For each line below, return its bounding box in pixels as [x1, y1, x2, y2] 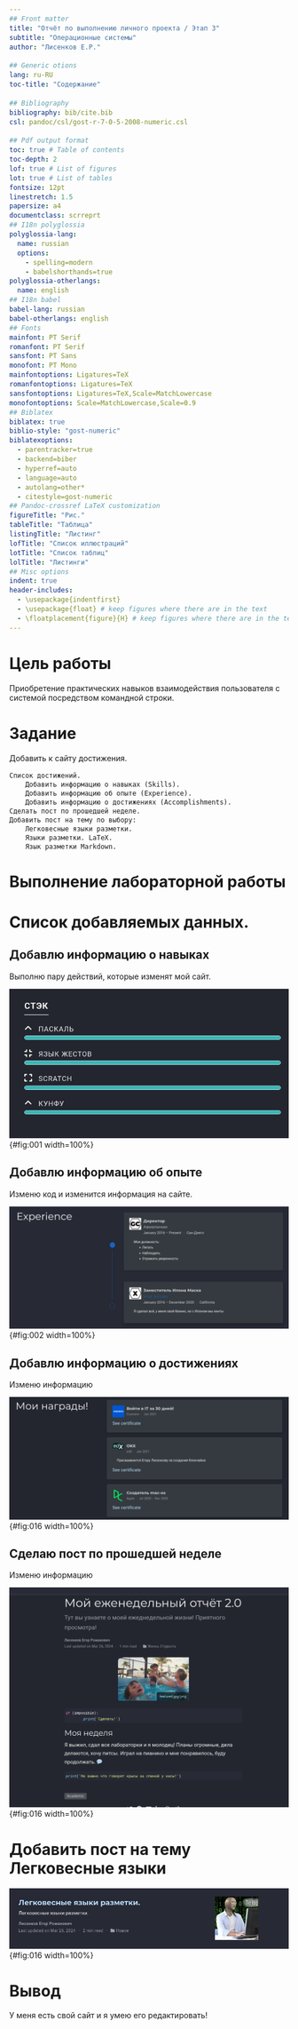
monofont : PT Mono [9, 361, 77, 370]
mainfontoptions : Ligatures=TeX [9, 370, 129, 379]
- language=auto [17, 473, 77, 482]
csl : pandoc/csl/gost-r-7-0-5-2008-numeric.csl [9, 117, 189, 126]
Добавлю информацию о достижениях [9, 1356, 239, 1371]
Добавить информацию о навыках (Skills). [25, 780, 180, 789]
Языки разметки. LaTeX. [25, 833, 114, 842]
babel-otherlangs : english [9, 314, 109, 323]
